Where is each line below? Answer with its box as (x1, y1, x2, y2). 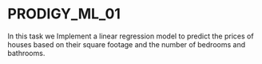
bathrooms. (7, 48, 46, 58)
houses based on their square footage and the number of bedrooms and (7, 39, 245, 49)
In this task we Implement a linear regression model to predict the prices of (7, 31, 254, 41)
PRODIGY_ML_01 (7, 5, 121, 23)
